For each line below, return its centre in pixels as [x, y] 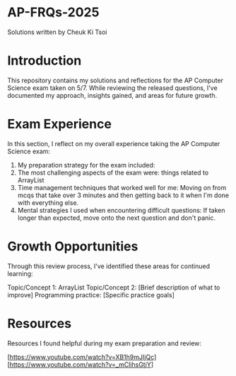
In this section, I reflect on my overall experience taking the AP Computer [114, 143]
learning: [20, 273]
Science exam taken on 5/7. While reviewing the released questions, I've [112, 88]
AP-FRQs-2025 [53, 12]
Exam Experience [59, 124]
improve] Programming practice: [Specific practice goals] [91, 294]
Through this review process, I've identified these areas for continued [109, 266]
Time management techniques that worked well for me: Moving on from [122, 187]
